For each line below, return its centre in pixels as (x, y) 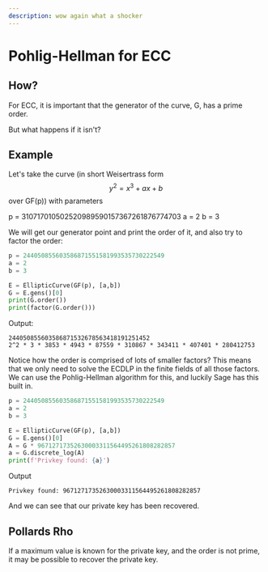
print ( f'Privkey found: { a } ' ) (60, 461)
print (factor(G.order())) (52, 308)
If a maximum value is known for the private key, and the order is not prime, (134, 551)
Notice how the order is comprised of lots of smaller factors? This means (130, 360)
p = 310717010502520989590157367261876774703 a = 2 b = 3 (114, 217)
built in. (21, 386)
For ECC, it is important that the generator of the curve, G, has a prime (125, 105)
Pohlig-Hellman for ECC (90, 55)
